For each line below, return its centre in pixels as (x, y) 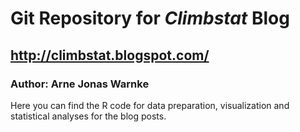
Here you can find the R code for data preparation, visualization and (150, 105)
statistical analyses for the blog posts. (88, 116)
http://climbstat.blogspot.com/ (110, 55)
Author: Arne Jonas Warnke (80, 84)
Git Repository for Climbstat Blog (150, 18)
